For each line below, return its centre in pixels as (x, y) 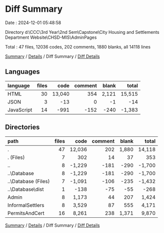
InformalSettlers (26, 205)
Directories (23, 127)
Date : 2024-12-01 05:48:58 (33, 23)
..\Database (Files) (29, 181)
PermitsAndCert (26, 213)
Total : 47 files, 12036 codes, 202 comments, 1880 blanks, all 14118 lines (78, 47)
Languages (23, 72)
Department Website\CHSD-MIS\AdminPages (51, 37)
